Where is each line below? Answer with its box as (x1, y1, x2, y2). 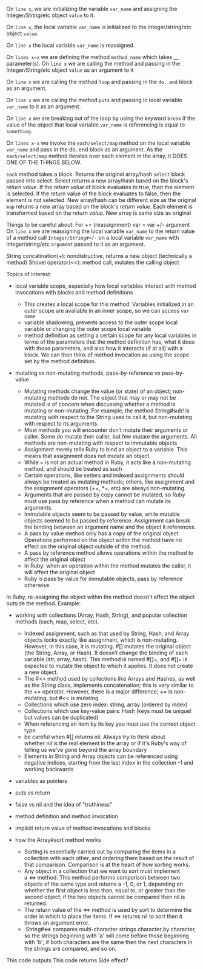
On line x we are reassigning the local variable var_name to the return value (6, 227, 195, 235)
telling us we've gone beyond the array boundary (24, 746, 147, 753)
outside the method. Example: (6, 600, 81, 607)
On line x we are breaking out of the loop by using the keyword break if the (6, 115, 196, 122)
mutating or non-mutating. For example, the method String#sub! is (24, 407, 190, 414)
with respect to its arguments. (24, 420, 99, 427)
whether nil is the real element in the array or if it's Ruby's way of (24, 740, 187, 747)
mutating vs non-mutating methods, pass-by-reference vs (15, 369, 161, 377)
